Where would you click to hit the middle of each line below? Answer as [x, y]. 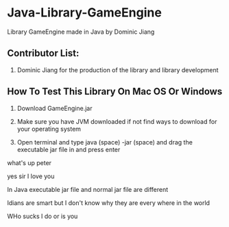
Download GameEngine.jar [55, 108]
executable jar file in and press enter [69, 149]
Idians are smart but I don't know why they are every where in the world [109, 203]
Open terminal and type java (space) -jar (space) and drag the [105, 142]
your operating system [49, 129]
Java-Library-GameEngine [85, 13]
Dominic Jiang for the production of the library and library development [118, 69]
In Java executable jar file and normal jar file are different [88, 189]
